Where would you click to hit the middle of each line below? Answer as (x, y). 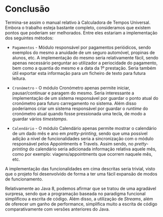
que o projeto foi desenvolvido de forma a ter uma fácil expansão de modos (81, 174)
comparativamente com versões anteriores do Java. (57, 209)
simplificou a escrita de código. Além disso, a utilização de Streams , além (79, 199)
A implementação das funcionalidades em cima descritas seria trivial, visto (80, 168)
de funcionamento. (24, 179)
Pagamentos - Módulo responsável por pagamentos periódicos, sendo (81, 47)
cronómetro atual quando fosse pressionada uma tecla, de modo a (79, 113)
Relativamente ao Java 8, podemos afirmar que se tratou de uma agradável (81, 188)
